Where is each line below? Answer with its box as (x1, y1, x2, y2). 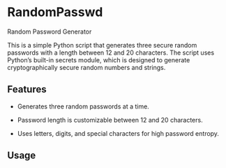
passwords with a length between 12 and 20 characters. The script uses (7, 48, 215, 57)
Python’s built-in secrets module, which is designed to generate (7, 55, 190, 64)
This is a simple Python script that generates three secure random (7, 41, 197, 49)
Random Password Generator (7, 27, 92, 36)
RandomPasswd (7, 4, 103, 20)
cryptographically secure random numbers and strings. (7, 63, 166, 71)
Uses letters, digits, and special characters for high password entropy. (17, 129, 220, 137)
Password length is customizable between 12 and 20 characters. (17, 115, 204, 124)
